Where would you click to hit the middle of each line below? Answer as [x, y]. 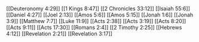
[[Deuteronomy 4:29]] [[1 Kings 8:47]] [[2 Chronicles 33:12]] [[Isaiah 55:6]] [98, 9]
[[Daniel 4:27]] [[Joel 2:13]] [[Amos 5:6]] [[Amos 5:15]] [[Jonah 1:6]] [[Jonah [100, 15]
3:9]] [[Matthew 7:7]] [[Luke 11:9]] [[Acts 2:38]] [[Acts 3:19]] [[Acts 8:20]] [96, 21]
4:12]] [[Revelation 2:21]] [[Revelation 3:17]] [59, 34]
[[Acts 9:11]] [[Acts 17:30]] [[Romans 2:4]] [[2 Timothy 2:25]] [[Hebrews [94, 27]
